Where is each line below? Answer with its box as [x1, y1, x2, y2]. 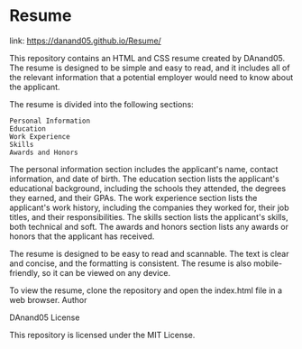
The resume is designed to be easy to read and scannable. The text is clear [9, 248, 289, 259]
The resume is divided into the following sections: [9, 98, 194, 109]
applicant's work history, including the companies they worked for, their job [9, 202, 290, 213]
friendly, [9, 267, 41, 278]
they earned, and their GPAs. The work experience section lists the [9, 192, 258, 203]
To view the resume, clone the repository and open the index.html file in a [9, 285, 282, 296]
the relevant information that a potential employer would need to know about [9, 71, 294, 82]
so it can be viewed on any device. [41, 267, 171, 278]
